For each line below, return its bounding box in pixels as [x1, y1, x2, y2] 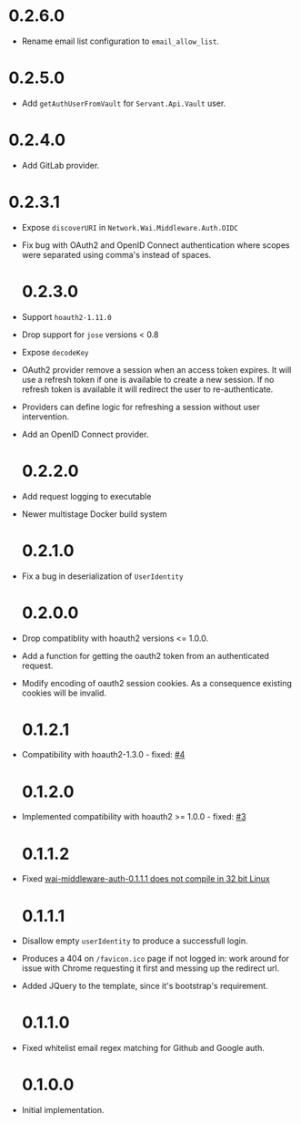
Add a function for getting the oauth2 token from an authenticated [21, 650, 270, 661]
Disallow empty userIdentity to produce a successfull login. [21, 935, 248, 946]
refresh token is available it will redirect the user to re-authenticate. [21, 384, 274, 395]
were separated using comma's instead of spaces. [21, 249, 212, 260]
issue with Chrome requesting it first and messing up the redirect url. [21, 963, 280, 974]
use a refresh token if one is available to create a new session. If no [21, 374, 275, 385]
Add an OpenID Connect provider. [21, 428, 149, 439]
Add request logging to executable [21, 490, 152, 501]
